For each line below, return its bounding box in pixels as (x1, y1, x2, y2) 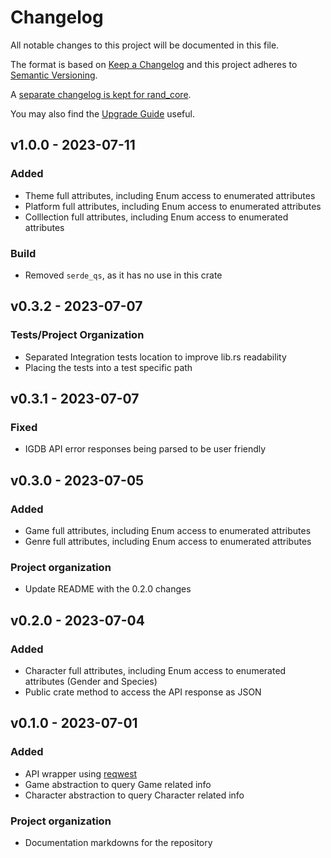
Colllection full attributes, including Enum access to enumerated (24, 211, 289, 223)
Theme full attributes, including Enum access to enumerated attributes (24, 189, 316, 201)
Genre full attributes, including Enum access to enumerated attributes (24, 535, 312, 547)
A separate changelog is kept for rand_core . (10, 88, 192, 100)
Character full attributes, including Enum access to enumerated (24, 664, 287, 676)
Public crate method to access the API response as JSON (24, 686, 262, 698)
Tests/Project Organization (10, 328, 145, 342)
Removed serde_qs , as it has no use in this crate (24, 269, 223, 281)
